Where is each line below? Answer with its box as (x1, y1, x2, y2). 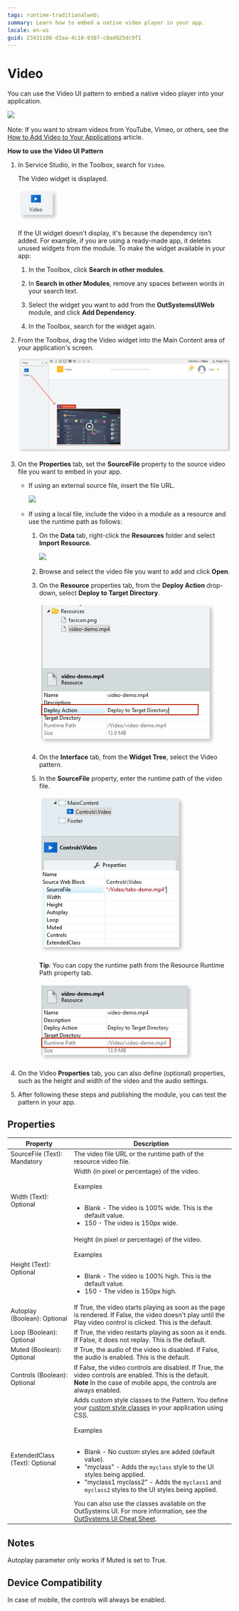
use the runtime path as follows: (28, 517, 122, 526)
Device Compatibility (7, 1577, 103, 1589)
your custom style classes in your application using (73, 1403, 223, 1412)
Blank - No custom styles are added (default (84, 1447, 216, 1455)
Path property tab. (38, 968, 92, 977)
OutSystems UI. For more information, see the (73, 1506, 208, 1515)
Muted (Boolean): (10, 1346, 62, 1354)
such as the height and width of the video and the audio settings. (17, 1076, 208, 1084)
